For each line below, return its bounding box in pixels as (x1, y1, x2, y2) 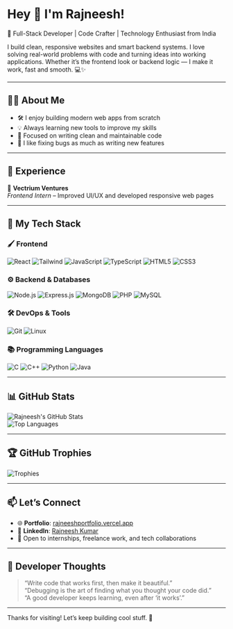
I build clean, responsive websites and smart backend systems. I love (7, 42, 205, 51)
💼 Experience (7, 165, 66, 177)
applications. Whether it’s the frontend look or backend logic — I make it (7, 57, 214, 65)
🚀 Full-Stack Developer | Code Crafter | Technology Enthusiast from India (7, 29, 216, 38)
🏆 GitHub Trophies (7, 448, 92, 459)
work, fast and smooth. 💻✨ (7, 65, 87, 74)
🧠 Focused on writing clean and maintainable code (17, 131, 162, 140)
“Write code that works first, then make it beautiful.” (24, 579, 173, 587)
